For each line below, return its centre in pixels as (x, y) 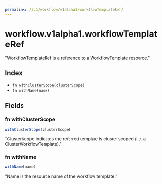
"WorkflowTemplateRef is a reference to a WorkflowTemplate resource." (78, 58)
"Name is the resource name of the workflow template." (61, 176)
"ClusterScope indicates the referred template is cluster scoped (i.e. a (75, 139)
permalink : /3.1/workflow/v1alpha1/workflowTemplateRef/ (64, 10)
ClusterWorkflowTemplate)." (34, 144)
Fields (15, 105)
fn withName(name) (31, 91)
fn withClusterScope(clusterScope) (48, 85)
